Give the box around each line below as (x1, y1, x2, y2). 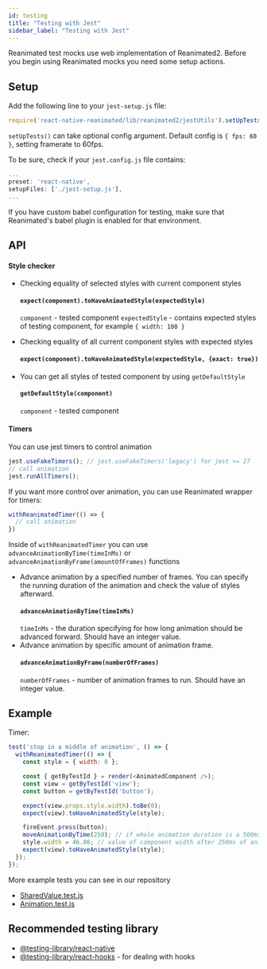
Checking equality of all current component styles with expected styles (19, 337, 253, 347)
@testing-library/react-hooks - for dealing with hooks (19, 951, 195, 961)
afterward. (19, 589, 54, 599)
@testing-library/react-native (19, 943, 115, 953)
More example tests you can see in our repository (8, 875, 171, 884)
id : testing (8, 11, 48, 20)
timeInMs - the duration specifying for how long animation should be (19, 624, 243, 633)
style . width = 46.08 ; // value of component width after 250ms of (22, 838, 247, 846)
